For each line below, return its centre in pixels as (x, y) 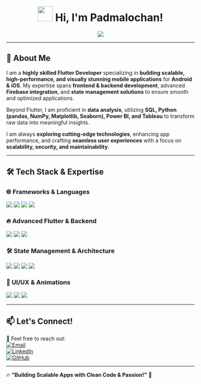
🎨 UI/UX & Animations (38, 282)
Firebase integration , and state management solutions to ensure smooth (97, 92)
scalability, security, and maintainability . (58, 147)
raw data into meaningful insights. (48, 122)
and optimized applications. (40, 98)
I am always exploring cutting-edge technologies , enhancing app (88, 134)
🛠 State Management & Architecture (60, 251)
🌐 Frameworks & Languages (48, 192)
